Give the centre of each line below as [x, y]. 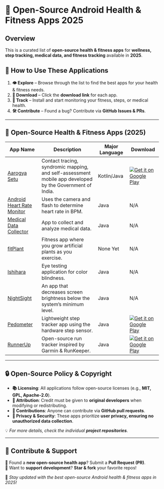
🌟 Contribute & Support [41, 451]
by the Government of [66, 185]
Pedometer [20, 324]
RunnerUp [19, 344]
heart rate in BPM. [62, 211]
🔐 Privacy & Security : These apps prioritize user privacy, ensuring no [83, 416]
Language [111, 152]
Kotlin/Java [111, 176]
